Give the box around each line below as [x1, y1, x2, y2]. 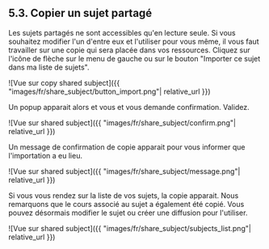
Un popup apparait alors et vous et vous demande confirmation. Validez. [8, 102, 250, 112]
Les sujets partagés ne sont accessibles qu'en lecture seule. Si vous [8, 27, 236, 37]
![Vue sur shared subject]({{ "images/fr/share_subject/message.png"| [8, 166, 241, 176]
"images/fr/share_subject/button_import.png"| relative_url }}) [8, 87, 212, 96]
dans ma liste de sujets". [8, 62, 90, 72]
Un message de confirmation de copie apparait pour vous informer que [8, 141, 246, 152]
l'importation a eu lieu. [8, 150, 83, 160]
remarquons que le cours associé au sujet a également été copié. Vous [8, 199, 245, 209]
